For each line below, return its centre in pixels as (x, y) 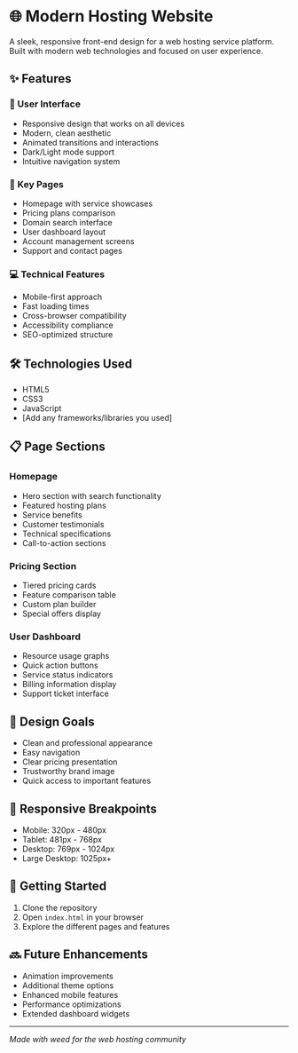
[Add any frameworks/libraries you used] (97, 418)
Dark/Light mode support (68, 152)
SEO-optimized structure (67, 335)
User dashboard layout (64, 232)
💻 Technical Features (57, 274)
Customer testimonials (63, 524)
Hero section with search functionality (92, 495)
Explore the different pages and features (96, 926)
